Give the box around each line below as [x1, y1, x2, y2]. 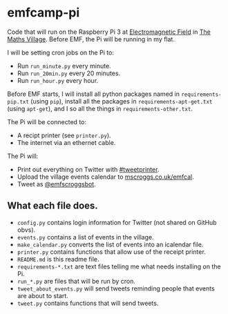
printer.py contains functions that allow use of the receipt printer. [17, 247, 206, 256]
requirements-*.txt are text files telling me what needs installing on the [17, 262, 221, 271]
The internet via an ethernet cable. [17, 138, 116, 146]
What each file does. [7, 200, 98, 212]
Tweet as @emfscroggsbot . [17, 179, 96, 188]
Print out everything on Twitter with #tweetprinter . [17, 165, 160, 173]
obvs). [17, 226, 36, 234]
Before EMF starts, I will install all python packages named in [7, 90, 180, 98]
